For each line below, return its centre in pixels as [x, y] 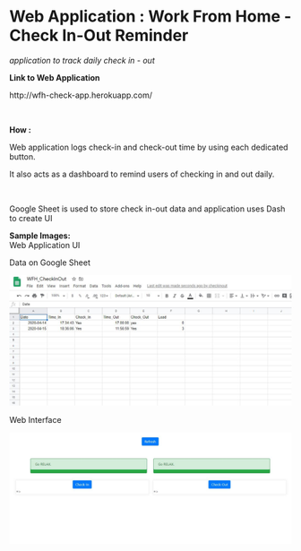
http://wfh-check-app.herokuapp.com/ [81, 95]
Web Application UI [45, 245]
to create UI [31, 218]
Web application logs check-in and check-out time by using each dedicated [149, 147]
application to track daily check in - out [82, 60]
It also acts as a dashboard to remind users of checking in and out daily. [142, 174]
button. [22, 156]
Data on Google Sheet [50, 263]
